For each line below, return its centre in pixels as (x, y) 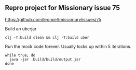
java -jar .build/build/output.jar (45, 59)
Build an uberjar (21, 29)
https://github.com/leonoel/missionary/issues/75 (53, 19)
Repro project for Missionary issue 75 (62, 8)
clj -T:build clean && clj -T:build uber (47, 37)
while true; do (20, 55)
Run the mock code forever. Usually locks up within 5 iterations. (68, 46)
